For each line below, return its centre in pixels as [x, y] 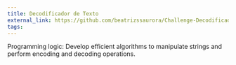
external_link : [29, 20]
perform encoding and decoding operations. [71, 54]
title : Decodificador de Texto [53, 14]
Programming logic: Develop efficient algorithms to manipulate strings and [115, 47]
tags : [15, 27]
